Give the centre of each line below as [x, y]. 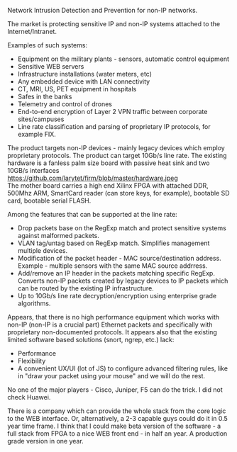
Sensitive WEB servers [51, 66]
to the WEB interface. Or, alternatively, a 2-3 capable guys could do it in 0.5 [118, 418]
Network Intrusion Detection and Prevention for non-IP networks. [103, 10]
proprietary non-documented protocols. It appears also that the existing [112, 332]
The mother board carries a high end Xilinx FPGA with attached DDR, [108, 186]
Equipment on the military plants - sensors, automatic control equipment [123, 59]
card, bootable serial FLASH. [49, 200]
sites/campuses [41, 119]
